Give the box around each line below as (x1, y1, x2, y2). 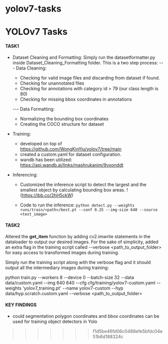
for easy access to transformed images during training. (5, 249, 119, 255)
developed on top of (20, 141, 62, 147)
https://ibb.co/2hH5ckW (22, 192, 72, 198)
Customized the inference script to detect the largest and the (20, 181, 147, 187)
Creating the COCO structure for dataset (20, 121, 104, 127)
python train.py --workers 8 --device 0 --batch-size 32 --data (5, 274, 134, 280)
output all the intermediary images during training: (5, 264, 109, 270)
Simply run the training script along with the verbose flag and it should (5, 259, 151, 265)
